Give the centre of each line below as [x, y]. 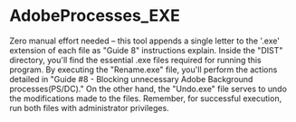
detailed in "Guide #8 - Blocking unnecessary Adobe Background [131, 79]
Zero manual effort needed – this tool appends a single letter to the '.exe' [145, 41]
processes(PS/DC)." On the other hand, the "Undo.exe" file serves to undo [148, 89]
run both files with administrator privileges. [89, 108]
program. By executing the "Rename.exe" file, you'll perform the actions [143, 70]
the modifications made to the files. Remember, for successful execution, [146, 98]
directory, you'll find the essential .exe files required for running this [135, 60]
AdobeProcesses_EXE [95, 16]
